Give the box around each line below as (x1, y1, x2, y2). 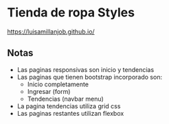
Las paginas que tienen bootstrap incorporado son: (16, 73, 163, 81)
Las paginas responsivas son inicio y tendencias (16, 65, 155, 73)
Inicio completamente (27, 80, 89, 88)
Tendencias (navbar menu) (27, 95, 104, 103)
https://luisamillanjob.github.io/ (7, 27, 95, 36)
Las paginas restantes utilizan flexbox (16, 109, 124, 117)
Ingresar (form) (27, 87, 71, 95)
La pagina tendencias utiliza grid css (16, 101, 121, 110)
